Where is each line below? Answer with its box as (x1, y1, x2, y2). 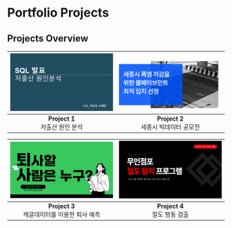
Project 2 (157, 114, 184, 123)
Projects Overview (7, 33, 88, 44)
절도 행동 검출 (151, 210, 189, 219)
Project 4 (157, 202, 184, 211)
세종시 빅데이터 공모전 (140, 123, 200, 131)
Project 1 (48, 114, 75, 123)
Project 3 (48, 202, 75, 211)
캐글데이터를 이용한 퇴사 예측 (23, 210, 101, 219)
